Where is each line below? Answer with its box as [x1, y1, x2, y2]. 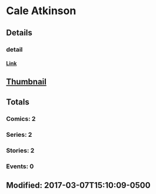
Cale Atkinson [6, 4, 77, 18]
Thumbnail [6, 77, 47, 87]
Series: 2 [6, 130, 32, 139]
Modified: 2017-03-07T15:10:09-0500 [6, 180, 151, 190]
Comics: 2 [6, 114, 36, 123]
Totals [6, 97, 29, 107]
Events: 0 [6, 162, 34, 170]
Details [6, 28, 32, 38]
